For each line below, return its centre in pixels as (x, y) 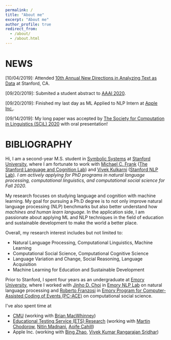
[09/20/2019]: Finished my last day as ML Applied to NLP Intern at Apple (81, 103)
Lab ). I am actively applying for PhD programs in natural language (75, 175)
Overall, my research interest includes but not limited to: (64, 232)
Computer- (154, 290)
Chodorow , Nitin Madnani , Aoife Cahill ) (53, 326)
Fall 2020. (16, 186)
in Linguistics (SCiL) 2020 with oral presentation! (57, 124)
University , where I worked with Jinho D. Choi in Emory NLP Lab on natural (84, 285)
